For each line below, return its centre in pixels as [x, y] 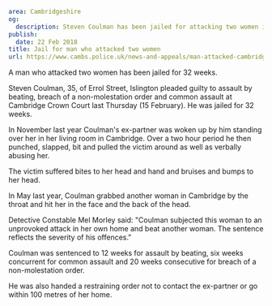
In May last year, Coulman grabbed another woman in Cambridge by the [128, 196]
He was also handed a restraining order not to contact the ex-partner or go [133, 286]
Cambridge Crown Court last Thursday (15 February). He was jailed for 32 [132, 106]
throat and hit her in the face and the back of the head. [100, 205]
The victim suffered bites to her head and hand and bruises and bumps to [131, 171]
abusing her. [29, 156]
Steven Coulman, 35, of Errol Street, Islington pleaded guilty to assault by [130, 88]
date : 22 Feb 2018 [47, 42]
